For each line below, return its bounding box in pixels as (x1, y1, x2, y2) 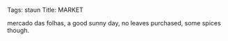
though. (7, 27, 30, 34)
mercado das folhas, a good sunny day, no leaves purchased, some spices (7, 19, 221, 27)
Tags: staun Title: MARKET (7, 6, 83, 14)
